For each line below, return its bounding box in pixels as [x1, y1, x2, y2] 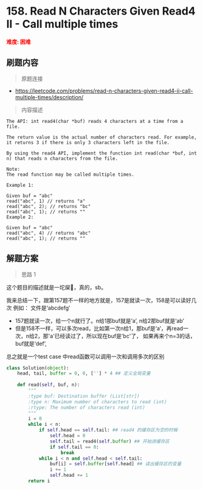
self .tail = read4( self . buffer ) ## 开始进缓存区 [49, 438, 170, 445]
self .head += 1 [49, 473, 88, 479]
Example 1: [6, 182, 34, 188]
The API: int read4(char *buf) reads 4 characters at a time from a [6, 118, 184, 124]
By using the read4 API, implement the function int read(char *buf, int [6, 150, 198, 156]
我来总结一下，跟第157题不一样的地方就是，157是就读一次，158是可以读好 [6, 296, 191, 303]
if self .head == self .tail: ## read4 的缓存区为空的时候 [38, 427, 178, 433]
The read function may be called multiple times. [6, 172, 135, 178]
